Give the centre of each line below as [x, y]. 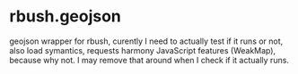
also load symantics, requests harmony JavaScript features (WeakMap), [143, 50]
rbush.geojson [65, 16]
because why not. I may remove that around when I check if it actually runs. [149, 60]
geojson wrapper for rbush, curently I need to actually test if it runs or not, [146, 41]
